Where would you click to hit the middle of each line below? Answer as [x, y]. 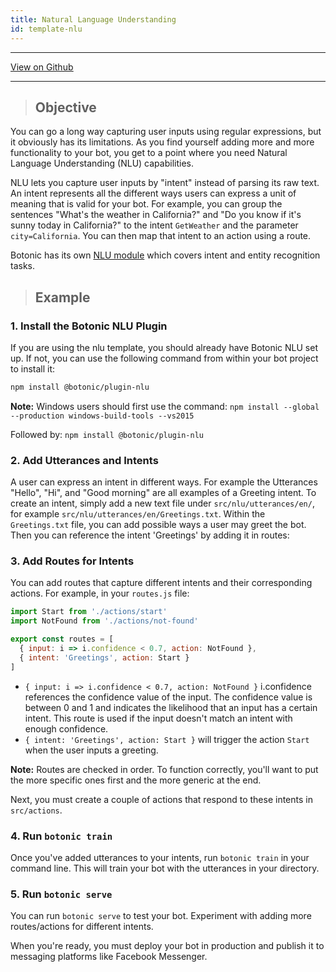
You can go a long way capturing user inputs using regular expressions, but [166, 132]
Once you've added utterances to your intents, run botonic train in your [160, 858]
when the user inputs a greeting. [91, 750]
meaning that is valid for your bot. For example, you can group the [146, 204]
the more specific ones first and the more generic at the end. [136, 780]
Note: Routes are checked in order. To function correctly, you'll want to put [164, 769]
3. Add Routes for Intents [72, 561]
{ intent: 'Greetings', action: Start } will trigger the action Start [167, 739]
